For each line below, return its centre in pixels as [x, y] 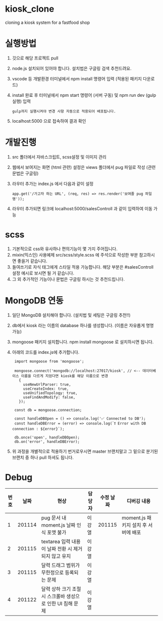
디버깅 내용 [139, 501]
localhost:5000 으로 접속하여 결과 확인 [49, 121]
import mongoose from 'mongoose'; [49, 361]
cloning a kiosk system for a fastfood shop [48, 22]
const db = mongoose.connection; [48, 410]
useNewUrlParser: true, [47, 384]
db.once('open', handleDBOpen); [47, 437]
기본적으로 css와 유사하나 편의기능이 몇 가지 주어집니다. [65, 249]
